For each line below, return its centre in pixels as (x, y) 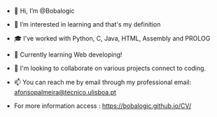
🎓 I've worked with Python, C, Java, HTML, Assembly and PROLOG (112, 38)
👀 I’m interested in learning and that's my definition (87, 24)
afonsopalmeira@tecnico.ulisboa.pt (65, 92)
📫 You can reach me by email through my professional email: (103, 82)
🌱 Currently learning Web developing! (68, 55)
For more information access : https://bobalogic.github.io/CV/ (103, 106)
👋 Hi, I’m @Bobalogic (44, 11)
